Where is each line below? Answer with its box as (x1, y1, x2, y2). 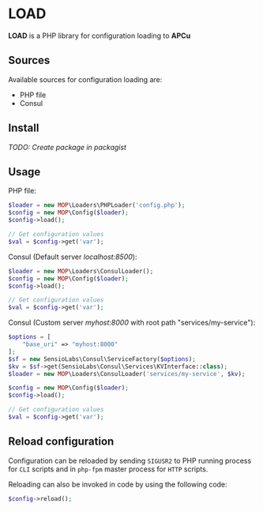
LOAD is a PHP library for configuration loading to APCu (8, 31, 191, 40)
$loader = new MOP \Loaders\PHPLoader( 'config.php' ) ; (8, 201, 186, 209)
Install (8, 122, 39, 135)
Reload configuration (8, 435, 115, 449)
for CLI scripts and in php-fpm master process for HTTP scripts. (8, 464, 209, 474)
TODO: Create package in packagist (8, 142, 126, 152)
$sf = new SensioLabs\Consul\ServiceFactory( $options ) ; (8, 355, 196, 363)
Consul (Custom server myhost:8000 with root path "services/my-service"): (8, 317, 256, 328)
